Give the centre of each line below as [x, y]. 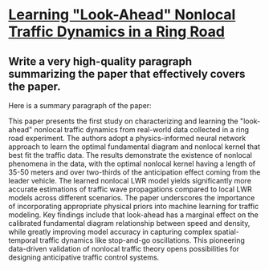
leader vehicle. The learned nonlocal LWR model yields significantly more [130, 181]
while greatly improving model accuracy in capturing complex [110, 232]
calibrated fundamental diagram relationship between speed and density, [129, 223]
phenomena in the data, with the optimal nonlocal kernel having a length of [132, 163]
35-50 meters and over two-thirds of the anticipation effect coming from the [134, 172]
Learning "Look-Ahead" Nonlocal [122, 15]
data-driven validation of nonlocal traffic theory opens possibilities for [124, 249]
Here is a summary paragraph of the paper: [80, 105]
